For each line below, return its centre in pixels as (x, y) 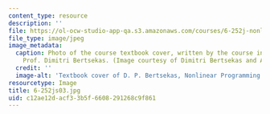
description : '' (35, 23)
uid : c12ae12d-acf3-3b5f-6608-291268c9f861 (82, 98)
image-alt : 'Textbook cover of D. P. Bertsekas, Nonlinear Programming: (140, 75)
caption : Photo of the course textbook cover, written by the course (134, 53)
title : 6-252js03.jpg (45, 90)
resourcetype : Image (43, 83)
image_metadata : (35, 46)
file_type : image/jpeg (46, 38)
